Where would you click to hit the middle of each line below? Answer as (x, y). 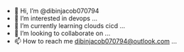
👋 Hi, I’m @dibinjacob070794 (56, 11)
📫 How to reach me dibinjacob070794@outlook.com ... (96, 41)
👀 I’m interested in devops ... (56, 18)
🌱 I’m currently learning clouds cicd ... (70, 26)
